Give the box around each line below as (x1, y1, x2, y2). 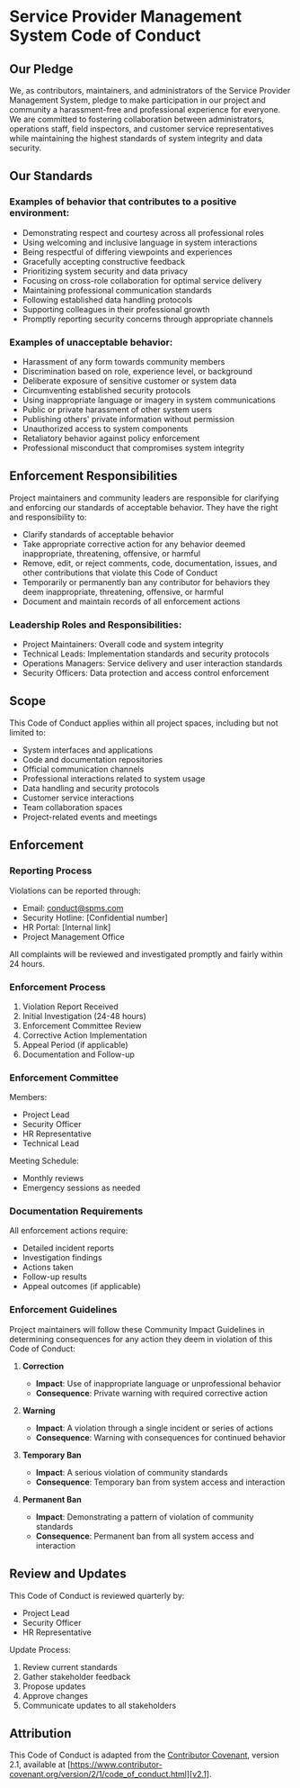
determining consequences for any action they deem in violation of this (9, 1333, 273, 1344)
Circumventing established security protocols (22, 384, 191, 395)
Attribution (9, 1726, 72, 1741)
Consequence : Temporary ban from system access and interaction (35, 1476, 286, 1487)
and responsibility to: (9, 511, 87, 522)
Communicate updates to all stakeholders (22, 1700, 177, 1711)
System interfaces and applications (22, 745, 154, 755)
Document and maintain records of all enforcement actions (22, 596, 241, 607)
